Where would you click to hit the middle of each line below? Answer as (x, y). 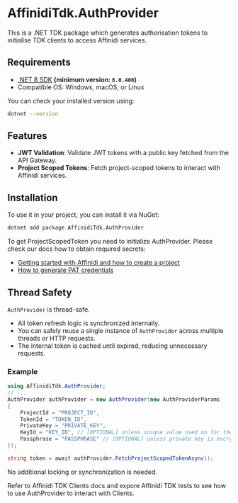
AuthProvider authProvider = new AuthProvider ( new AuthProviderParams (114, 399)
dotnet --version (33, 114)
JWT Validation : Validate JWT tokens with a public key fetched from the (123, 153)
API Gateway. (37, 160)
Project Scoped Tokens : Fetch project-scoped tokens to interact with (119, 168)
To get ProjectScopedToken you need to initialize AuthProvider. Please (110, 242)
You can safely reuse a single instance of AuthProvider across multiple (120, 330)
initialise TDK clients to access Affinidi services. (77, 40)
